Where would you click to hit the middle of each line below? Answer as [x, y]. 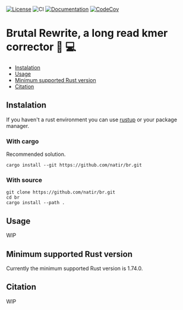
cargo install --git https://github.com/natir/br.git [74, 165]
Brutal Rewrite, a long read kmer [87, 33]
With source [24, 180]
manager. [18, 126]
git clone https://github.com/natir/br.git [61, 192]
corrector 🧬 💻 [41, 47]
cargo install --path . [36, 203]
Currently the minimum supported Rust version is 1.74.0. [75, 268]
